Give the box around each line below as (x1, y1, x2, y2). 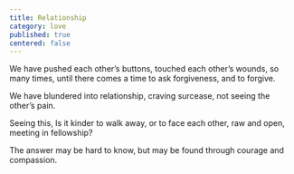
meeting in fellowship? (9, 128, 93, 139)
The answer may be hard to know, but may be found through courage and (9, 145, 285, 156)
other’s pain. (9, 101, 56, 111)
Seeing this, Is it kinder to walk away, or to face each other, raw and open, (9, 118, 285, 129)
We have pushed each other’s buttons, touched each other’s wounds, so (9, 63, 280, 74)
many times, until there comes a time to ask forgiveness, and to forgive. (9, 73, 276, 84)
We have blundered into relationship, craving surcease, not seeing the (9, 91, 270, 101)
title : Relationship (9, 13, 88, 23)
